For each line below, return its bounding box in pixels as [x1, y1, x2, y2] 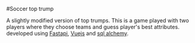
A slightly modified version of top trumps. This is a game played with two [6, 17, 190, 24]
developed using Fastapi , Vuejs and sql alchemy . [6, 30, 129, 37]
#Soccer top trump [6, 5, 54, 12]
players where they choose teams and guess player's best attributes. [6, 24, 180, 30]
